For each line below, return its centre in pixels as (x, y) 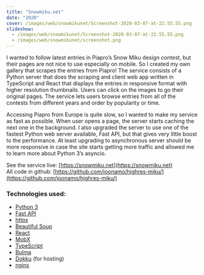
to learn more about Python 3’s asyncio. (56, 153)
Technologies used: (36, 193)
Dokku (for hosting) (40, 259)
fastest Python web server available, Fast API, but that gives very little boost (102, 134)
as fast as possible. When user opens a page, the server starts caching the (100, 121)
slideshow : (20, 29)
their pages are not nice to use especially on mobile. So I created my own (98, 64)
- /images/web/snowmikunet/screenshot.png (66, 40)
